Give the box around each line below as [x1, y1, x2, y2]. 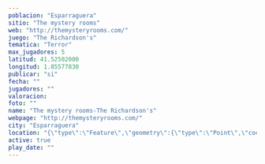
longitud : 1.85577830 [8, 63, 80, 71]
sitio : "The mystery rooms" [8, 19, 101, 27]
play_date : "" [8, 143, 55, 151]
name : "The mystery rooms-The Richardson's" [8, 107, 157, 115]
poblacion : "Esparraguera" [8, 11, 97, 20]
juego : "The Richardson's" [8, 33, 97, 42]
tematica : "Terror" [8, 41, 73, 49]
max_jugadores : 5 [8, 48, 65, 56]
